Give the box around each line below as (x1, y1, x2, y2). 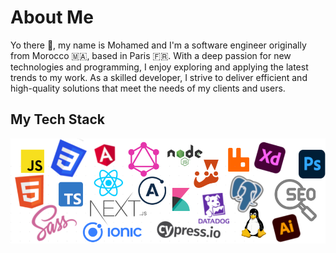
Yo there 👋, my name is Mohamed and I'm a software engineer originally (10, 39, 307, 51)
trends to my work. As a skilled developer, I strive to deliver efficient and (10, 71, 308, 83)
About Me (10, 6, 94, 29)
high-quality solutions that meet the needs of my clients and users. (10, 82, 286, 94)
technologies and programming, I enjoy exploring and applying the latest (10, 61, 309, 73)
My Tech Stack (10, 111, 105, 128)
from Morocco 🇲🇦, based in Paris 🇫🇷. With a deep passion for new (10, 49, 292, 61)
